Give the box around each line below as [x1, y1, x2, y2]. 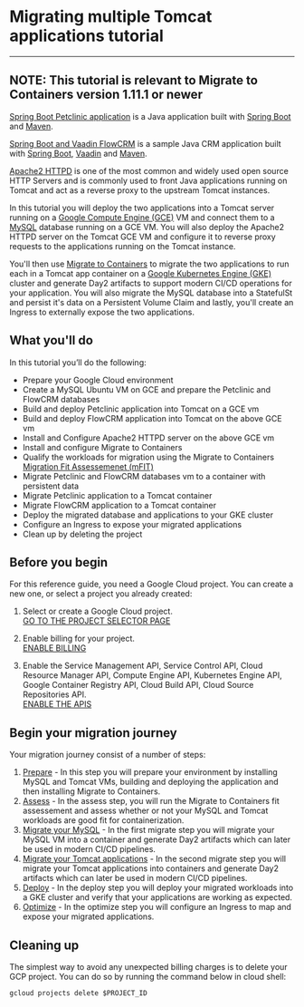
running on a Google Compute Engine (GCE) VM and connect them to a [9, 211, 275, 223]
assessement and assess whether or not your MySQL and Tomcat [22, 805, 269, 817]
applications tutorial [9, 25, 165, 46]
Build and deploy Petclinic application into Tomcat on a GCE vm [22, 403, 260, 414]
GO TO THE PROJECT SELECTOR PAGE [22, 615, 171, 626]
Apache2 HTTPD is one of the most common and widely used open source [9, 165, 290, 176]
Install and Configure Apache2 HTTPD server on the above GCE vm [22, 432, 275, 443]
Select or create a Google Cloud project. [22, 605, 174, 617]
